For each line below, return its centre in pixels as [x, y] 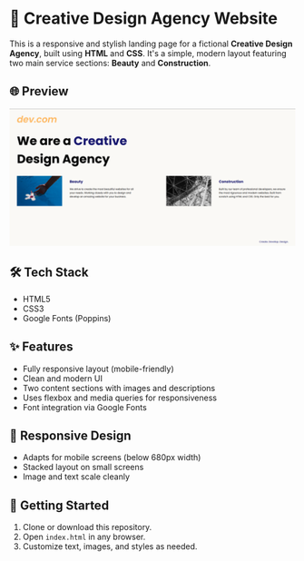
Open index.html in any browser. [84, 537]
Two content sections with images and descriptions [119, 388]
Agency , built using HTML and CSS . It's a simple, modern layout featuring [148, 53]
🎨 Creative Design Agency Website [144, 19]
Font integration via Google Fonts [84, 407]
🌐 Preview [39, 91]
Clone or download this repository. [87, 527]
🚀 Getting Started [59, 505]
